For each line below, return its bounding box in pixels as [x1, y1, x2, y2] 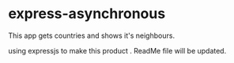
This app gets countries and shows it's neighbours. [8, 31, 175, 40]
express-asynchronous [8, 5, 166, 23]
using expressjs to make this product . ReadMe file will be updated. [8, 46, 227, 55]
